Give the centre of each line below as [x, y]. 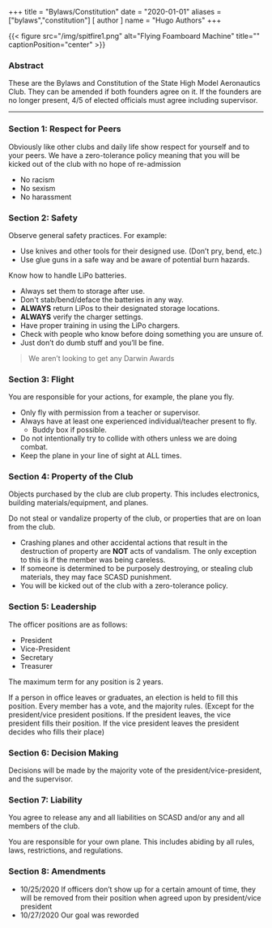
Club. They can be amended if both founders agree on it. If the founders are [135, 92]
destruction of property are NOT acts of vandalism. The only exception [138, 551]
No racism [37, 179]
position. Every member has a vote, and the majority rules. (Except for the [132, 706]
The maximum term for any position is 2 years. [86, 681]
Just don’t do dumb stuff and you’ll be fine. [92, 343]
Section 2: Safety [43, 218]
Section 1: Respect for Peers [65, 129]
